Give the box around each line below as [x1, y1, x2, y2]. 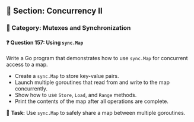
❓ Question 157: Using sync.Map [6, 39, 84, 46]
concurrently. [14, 85, 48, 92]
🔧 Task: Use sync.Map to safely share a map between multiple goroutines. [6, 109, 186, 116]
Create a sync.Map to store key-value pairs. [14, 72, 120, 79]
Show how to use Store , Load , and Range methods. [14, 91, 137, 98]
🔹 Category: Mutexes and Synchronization [6, 24, 131, 32]
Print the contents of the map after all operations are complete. [14, 98, 169, 105]
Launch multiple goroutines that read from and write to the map [14, 79, 170, 86]
